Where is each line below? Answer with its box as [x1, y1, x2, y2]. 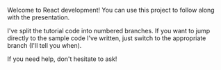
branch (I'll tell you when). [7, 42, 82, 49]
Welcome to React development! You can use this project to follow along [7, 6, 215, 14]
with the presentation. [7, 13, 70, 21]
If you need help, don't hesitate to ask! [7, 55, 117, 63]
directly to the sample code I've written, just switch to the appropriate [7, 34, 206, 42]
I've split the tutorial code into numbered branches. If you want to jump [7, 27, 211, 35]
